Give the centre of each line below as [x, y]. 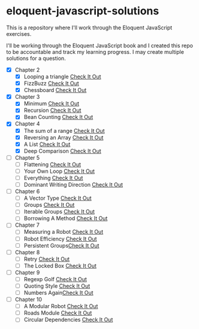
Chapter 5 [27, 157]
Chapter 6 [27, 191]
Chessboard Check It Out [55, 90]
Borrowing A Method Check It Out [66, 218]
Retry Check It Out [47, 259]
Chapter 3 [27, 97]
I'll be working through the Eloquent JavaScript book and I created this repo [100, 45]
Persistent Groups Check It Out [61, 245]
